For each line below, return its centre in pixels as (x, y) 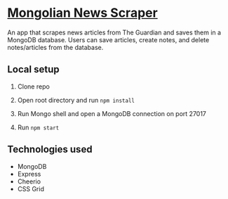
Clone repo (34, 86)
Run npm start (38, 127)
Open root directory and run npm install (76, 100)
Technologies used (50, 149)
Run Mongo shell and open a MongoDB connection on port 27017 (112, 113)
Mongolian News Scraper (82, 13)
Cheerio (29, 181)
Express (29, 174)
